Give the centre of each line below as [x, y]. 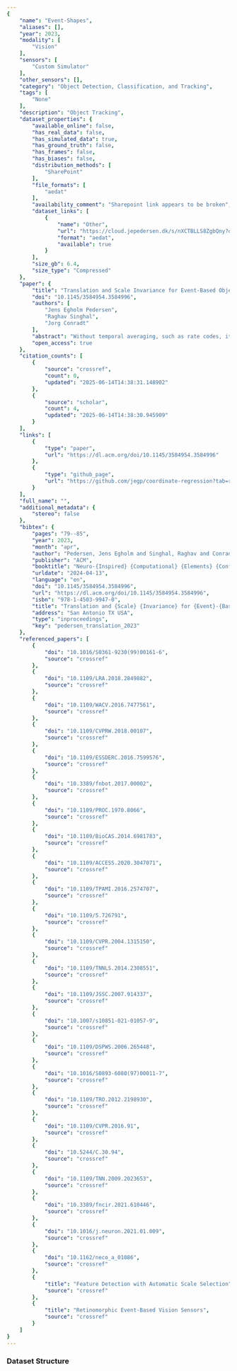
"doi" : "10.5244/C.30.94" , [84, 1152]
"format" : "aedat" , [86, 238]
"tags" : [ [34, 93]
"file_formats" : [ [59, 185]
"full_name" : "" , [45, 501]
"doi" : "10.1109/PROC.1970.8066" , [95, 810]
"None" [42, 100]
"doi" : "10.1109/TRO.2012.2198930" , [98, 1100]
